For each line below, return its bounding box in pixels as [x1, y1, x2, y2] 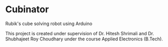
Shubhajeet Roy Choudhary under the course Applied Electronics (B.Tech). [5, 36, 163, 42]
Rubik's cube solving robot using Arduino [5, 20, 93, 27]
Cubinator [5, 4, 49, 15]
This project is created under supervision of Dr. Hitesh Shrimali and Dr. [5, 30, 155, 36]
